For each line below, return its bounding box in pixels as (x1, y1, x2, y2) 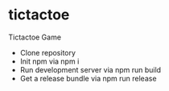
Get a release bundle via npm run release (19, 73, 157, 83)
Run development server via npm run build (19, 64, 162, 74)
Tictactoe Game (8, 32, 62, 42)
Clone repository (19, 48, 76, 57)
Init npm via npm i (19, 56, 80, 66)
